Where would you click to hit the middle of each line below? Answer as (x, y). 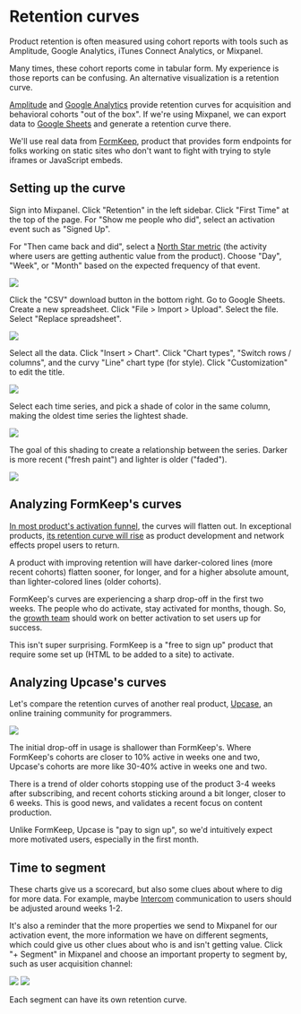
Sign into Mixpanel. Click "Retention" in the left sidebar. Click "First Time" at (149, 210)
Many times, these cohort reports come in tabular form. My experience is (144, 68)
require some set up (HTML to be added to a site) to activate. (122, 654)
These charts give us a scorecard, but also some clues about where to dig (146, 889)
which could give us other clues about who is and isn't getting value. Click (146, 945)
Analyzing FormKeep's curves (95, 504)
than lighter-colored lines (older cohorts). (85, 581)
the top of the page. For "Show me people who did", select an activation (142, 219)
